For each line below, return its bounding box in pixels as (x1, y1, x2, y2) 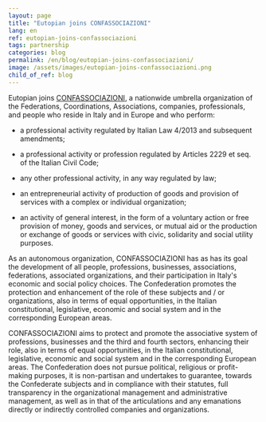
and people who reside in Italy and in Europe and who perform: (8, 109, 215, 120)
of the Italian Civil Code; (19, 157, 100, 168)
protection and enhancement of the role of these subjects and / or (8, 287, 225, 297)
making (8, 370, 33, 380)
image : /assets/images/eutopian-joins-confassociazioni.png (8, 64, 213, 72)
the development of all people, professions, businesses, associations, (8, 262, 237, 271)
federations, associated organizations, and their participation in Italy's (8, 270, 237, 280)
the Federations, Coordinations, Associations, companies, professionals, (8, 101, 245, 111)
